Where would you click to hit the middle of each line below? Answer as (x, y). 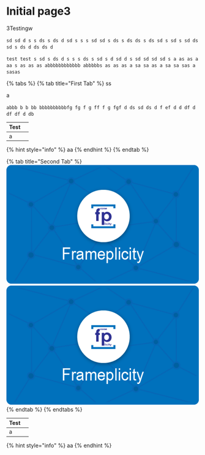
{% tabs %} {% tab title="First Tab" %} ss (59, 83)
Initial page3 (39, 11)
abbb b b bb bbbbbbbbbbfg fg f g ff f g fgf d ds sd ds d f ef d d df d (101, 107)
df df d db (20, 114)
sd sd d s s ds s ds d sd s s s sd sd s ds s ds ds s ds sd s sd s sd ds (102, 40)
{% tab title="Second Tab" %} (44, 162)
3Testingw (20, 28)
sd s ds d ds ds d (30, 47)
